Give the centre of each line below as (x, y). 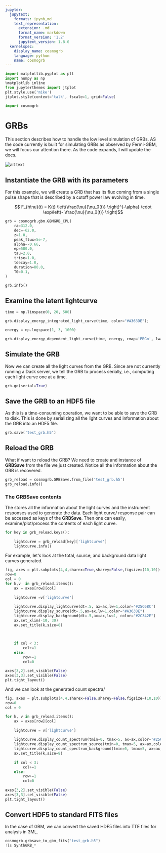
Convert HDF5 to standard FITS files (62, 815)
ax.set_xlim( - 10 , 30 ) (36, 621)
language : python (32, 56)
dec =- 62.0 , (25, 230)
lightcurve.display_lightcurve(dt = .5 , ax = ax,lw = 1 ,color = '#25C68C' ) (85, 607)
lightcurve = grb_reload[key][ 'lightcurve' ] (61, 541)
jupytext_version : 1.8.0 (44, 42)
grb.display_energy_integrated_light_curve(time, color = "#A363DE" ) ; (77, 321)
